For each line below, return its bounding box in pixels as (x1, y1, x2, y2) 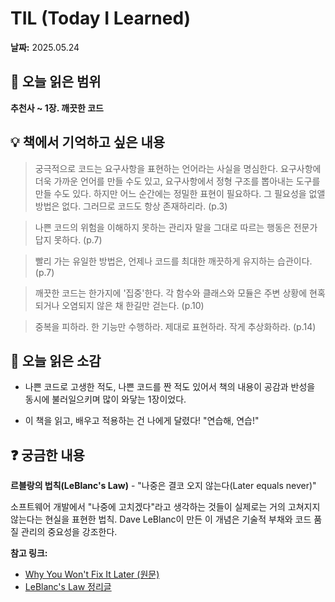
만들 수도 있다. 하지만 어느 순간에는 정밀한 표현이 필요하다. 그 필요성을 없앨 (34, 187, 326, 199)
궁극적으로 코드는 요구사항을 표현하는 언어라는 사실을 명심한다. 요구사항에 (34, 162, 322, 174)
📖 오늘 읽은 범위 (10, 73, 102, 91)
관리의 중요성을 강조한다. (20, 526, 118, 538)
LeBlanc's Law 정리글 (24, 581, 112, 593)
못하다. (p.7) (53, 233, 103, 246)
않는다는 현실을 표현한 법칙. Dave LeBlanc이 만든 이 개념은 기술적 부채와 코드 (10, 513, 312, 526)
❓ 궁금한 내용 (10, 447, 85, 464)
